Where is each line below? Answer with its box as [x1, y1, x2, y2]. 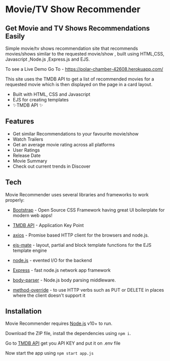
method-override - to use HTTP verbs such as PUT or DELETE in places [12, 287, 164, 293]
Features [5, 117, 34, 126]
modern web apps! [12, 212, 53, 218]
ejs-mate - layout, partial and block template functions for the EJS [12, 242, 152, 248]
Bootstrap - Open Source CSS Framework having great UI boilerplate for [12, 207, 165, 213]
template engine [12, 247, 47, 253]
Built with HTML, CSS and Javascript [12, 91, 90, 97]
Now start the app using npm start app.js [5, 350, 94, 356]
